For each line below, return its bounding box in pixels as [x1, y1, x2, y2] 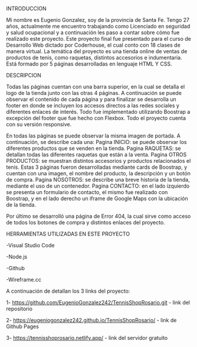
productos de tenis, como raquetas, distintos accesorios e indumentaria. [6, 54, 182, 61]
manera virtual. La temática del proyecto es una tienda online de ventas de [6, 48, 188, 55]
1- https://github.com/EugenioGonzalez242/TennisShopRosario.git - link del [6, 299, 191, 306]
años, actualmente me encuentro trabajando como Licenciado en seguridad [6, 23, 191, 30]
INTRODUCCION [6, 5, 47, 12]
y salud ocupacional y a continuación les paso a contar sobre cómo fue [6, 29, 180, 36]
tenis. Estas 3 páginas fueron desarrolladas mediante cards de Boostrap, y [6, 163, 188, 171]
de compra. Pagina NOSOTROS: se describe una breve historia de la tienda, [6, 176, 190, 183]
